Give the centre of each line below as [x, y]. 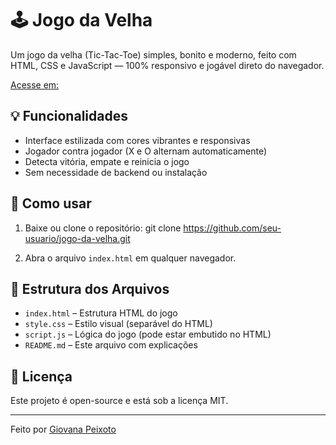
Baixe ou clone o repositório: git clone [103, 228]
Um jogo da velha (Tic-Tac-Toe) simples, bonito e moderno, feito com [153, 54]
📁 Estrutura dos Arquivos [90, 288]
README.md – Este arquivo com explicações [111, 345]
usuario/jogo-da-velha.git [77, 238]
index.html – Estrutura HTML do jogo [101, 313]
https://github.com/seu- [232, 228]
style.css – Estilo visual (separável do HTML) [118, 324]
